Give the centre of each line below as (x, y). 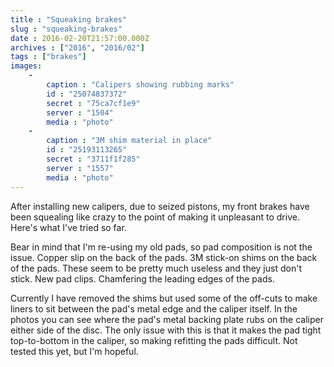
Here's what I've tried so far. (68, 227)
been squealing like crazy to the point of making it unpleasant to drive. (155, 217)
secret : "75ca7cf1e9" (93, 103)
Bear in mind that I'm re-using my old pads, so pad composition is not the (161, 247)
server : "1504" (80, 112)
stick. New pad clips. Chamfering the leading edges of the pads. (142, 278)
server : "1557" (80, 168)
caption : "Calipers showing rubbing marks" (140, 85)
